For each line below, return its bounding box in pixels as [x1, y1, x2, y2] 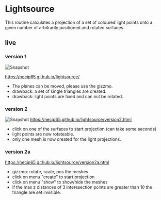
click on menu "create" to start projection [12, 174, 95, 180]
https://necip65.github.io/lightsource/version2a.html [5, 159, 109, 166]
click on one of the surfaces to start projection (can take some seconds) [12, 126, 157, 132]
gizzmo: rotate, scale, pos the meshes [12, 169, 89, 175]
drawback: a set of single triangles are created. [12, 88, 107, 94]
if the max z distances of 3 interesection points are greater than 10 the [12, 184, 153, 190]
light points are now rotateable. [12, 131, 74, 137]
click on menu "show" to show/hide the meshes [12, 179, 108, 185]
